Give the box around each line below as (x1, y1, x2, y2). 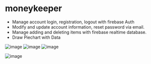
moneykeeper (5, 3, 62, 14)
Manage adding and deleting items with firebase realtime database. (12, 29, 147, 35)
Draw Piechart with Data (12, 34, 61, 40)
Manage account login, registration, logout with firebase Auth (12, 19, 135, 25)
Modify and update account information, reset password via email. (12, 24, 145, 30)
